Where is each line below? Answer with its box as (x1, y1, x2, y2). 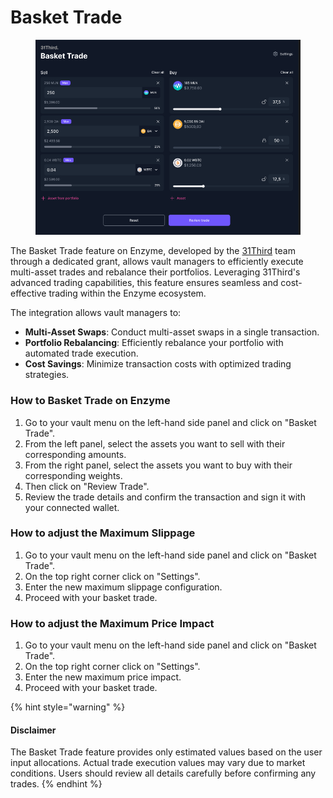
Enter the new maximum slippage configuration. (24, 581, 223, 593)
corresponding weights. (24, 469, 123, 481)
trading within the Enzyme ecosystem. (48, 287, 207, 300)
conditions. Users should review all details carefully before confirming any (10, 767, 317, 780)
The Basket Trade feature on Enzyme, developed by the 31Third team (10, 245, 296, 257)
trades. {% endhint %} (10, 778, 103, 790)
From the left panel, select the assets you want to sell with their (24, 437, 286, 450)
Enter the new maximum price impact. (24, 671, 182, 683)
